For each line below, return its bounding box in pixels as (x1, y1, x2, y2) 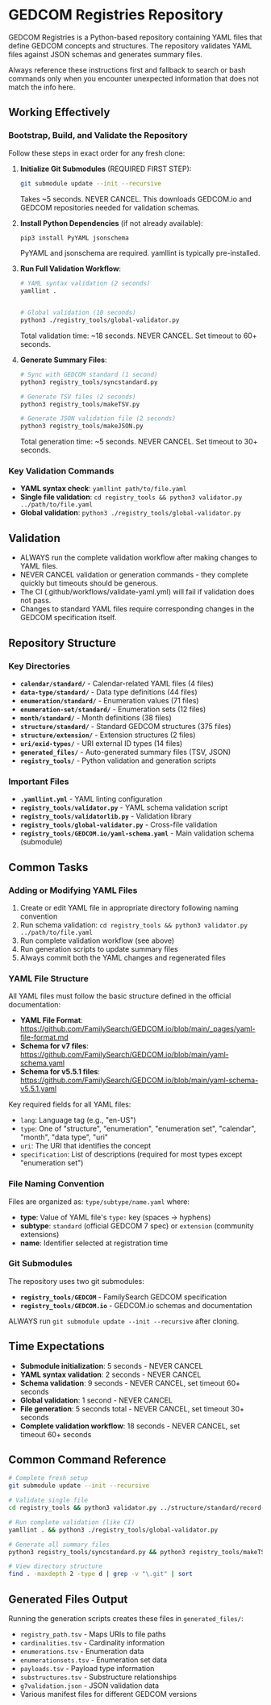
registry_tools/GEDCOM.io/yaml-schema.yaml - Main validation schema (19, 828, 255, 838)
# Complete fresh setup (8, 1474, 89, 1482)
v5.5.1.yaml (19, 1084, 57, 1094)
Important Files (8, 776, 69, 787)
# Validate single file (8, 1496, 89, 1505)
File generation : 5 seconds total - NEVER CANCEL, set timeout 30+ (19, 1403, 244, 1413)
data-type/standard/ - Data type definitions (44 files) (19, 687, 198, 697)
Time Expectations (8, 1340, 105, 1353)
